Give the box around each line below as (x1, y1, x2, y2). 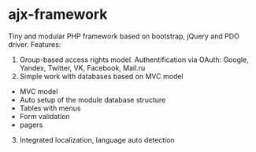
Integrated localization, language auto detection (19, 135, 175, 144)
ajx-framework (8, 5, 108, 24)
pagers (19, 120, 43, 129)
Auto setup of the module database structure (19, 95, 166, 104)
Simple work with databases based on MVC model (19, 71, 184, 81)
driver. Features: (8, 39, 61, 49)
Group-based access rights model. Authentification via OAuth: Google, (19, 55, 250, 64)
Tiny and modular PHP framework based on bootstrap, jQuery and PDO (8, 31, 240, 41)
